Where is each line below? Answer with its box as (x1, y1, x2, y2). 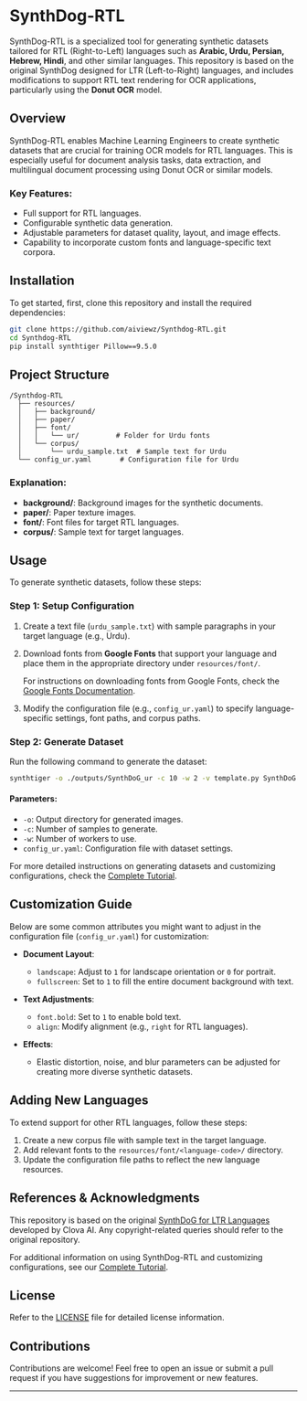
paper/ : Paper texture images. (22, 506, 137, 517)
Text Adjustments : (22, 993, 95, 1004)
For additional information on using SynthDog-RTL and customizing (9, 1251, 263, 1262)
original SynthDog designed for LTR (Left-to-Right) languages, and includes (9, 65, 294, 76)
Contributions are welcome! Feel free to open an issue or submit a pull (9, 1363, 274, 1374)
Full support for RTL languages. (22, 207, 142, 219)
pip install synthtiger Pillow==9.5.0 (9, 342, 157, 351)
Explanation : (9, 476, 67, 489)
